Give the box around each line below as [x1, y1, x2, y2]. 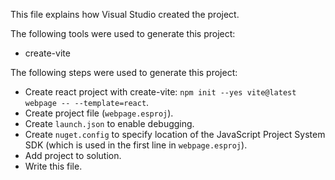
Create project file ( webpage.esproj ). [24, 107, 174, 119]
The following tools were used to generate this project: [10, 28, 236, 39]
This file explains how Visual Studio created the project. [10, 9, 240, 20]
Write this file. [24, 160, 83, 172]
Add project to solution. [24, 150, 122, 161]
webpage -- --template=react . [24, 97, 150, 108]
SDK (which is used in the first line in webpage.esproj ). [24, 139, 248, 151]
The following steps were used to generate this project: [10, 67, 238, 78]
